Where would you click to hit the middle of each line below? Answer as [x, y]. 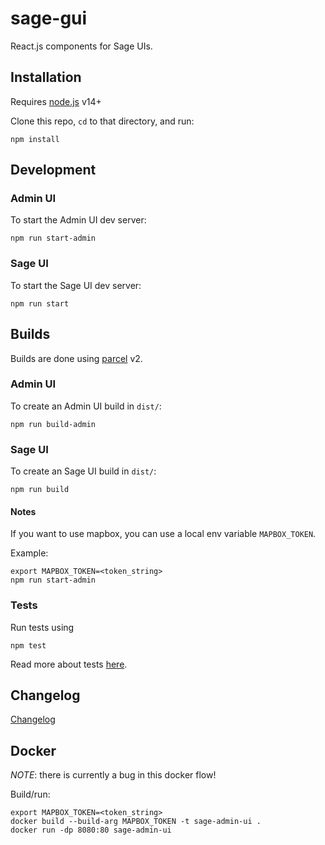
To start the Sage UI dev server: [76, 285]
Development [53, 170]
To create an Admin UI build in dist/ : [86, 406]
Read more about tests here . [69, 664]
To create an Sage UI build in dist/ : [83, 471]
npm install [35, 139]
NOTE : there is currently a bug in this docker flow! [113, 775]
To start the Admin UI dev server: [78, 220]
